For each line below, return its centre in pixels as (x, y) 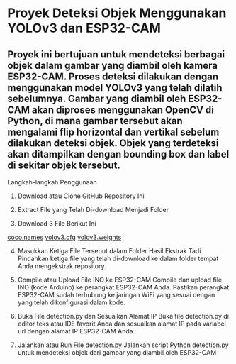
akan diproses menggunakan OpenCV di (123, 110)
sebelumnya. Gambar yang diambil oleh (97, 98)
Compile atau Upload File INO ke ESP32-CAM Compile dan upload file (119, 280)
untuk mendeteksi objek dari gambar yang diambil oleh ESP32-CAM (117, 352)
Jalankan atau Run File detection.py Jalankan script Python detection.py (123, 345)
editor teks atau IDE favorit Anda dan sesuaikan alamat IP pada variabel (122, 324)
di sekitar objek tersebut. (64, 165)
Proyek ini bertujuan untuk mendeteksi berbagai (116, 54)
